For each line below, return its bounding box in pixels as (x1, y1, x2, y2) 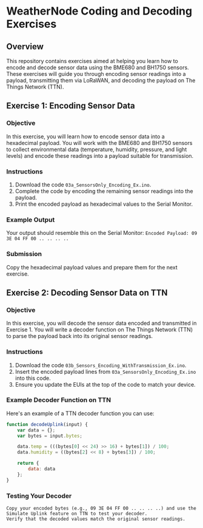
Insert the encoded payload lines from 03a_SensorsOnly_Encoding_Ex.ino (15, 368, 196, 375)
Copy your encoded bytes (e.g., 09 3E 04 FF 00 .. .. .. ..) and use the (6, 506, 197, 512)
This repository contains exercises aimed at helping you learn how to (6, 58, 179, 64)
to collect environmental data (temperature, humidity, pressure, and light (6, 146, 187, 153)
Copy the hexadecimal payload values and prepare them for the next (6, 263, 178, 271)
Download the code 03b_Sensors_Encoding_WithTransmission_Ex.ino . (15, 361, 187, 368)
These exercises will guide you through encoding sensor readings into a (6, 70, 186, 77)
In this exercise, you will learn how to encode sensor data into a (6, 132, 165, 140)
